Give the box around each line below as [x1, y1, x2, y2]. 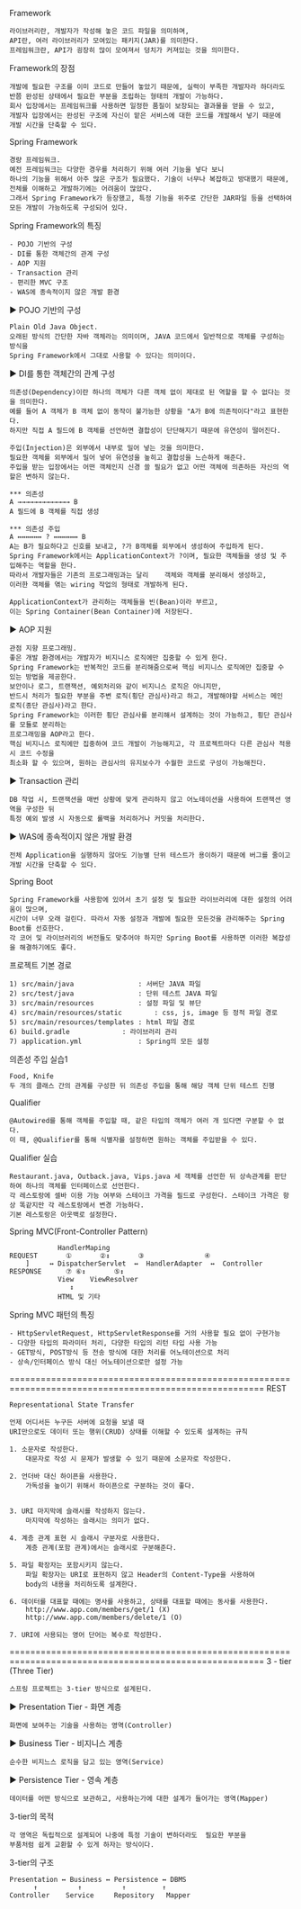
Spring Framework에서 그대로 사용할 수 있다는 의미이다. [9, 351, 197, 360]
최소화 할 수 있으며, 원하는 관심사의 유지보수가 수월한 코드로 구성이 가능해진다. [9, 759, 267, 768]
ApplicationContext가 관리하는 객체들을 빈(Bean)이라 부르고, [9, 598, 218, 607]
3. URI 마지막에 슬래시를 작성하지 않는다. [9, 1507, 146, 1516]
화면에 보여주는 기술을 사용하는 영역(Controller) [9, 1721, 173, 1730]
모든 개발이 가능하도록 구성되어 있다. [9, 203, 128, 212]
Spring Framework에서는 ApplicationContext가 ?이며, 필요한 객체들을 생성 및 [9, 552, 277, 561]
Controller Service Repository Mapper [9, 1891, 191, 1900]
